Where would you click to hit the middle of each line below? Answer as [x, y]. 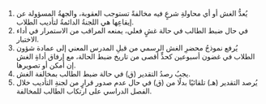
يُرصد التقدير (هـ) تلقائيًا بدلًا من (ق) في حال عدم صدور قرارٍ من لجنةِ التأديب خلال [137, 82]
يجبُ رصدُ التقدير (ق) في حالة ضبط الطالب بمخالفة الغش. [103, 74]
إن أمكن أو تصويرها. [46, 65]
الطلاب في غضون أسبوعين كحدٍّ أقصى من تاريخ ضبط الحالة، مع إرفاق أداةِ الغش [135, 56]
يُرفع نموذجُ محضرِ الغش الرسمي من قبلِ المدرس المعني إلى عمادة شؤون [127, 48]
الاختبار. [27, 39]
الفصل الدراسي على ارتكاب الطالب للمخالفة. [84, 91]
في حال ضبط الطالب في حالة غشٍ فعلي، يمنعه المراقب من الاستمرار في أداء [132, 30]
